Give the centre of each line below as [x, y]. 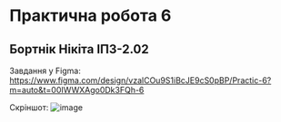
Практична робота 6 [90, 16]
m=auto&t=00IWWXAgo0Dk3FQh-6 [77, 90]
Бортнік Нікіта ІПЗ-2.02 [79, 49]
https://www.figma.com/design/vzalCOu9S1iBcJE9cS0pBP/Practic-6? [140, 80]
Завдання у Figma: [45, 70]
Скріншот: [29, 108]
